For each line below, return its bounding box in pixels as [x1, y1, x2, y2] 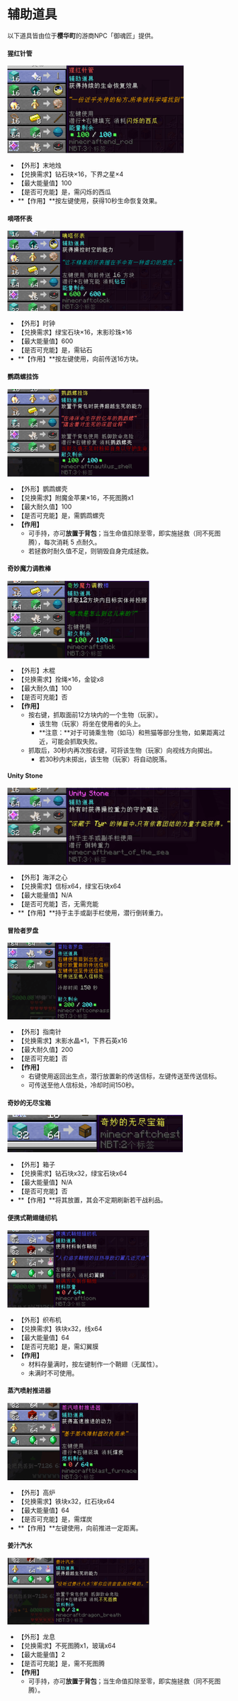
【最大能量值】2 [17, 1651, 66, 1659]
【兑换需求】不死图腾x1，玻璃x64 [17, 1641, 116, 1650]
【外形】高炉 [17, 1488, 55, 1496]
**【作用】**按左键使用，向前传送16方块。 [17, 354, 143, 363]
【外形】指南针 [17, 1028, 62, 1036]
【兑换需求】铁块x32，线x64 [17, 1324, 103, 1332]
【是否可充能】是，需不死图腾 [17, 1659, 105, 1668]
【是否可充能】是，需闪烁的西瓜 [17, 188, 111, 196]
